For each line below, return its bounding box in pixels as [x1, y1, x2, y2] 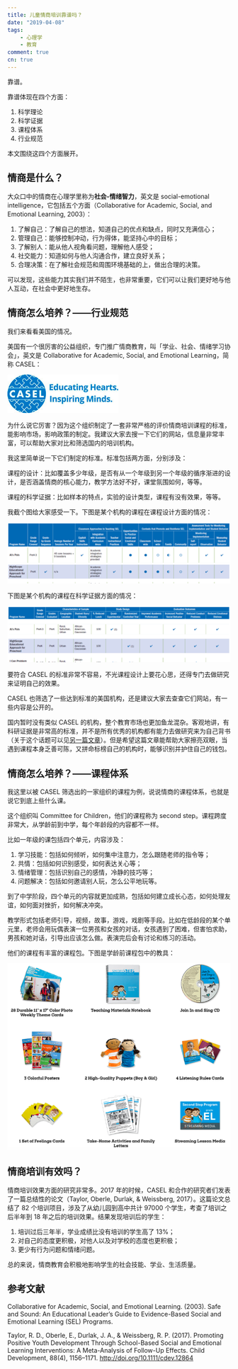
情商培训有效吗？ [7, 1166, 82, 1178]
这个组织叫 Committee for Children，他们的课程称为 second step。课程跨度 [7, 812, 227, 820]
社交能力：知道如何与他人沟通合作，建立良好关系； [17, 251, 167, 260]
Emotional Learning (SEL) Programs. [7, 1317, 113, 1326]
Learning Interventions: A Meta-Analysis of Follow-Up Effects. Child [7, 1346, 205, 1354]
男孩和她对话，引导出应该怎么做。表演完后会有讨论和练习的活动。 [7, 933, 200, 942]
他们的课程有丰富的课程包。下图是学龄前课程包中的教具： [7, 949, 175, 958]
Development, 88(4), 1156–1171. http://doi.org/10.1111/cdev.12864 [7, 1353, 193, 1362]
